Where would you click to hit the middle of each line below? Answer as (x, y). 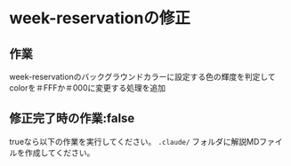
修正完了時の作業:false (72, 119)
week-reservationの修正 (100, 18)
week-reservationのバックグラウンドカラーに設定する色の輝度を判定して (142, 77)
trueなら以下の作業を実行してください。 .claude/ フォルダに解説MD (134, 141)
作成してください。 (60, 153)
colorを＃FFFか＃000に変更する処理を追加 (88, 88)
